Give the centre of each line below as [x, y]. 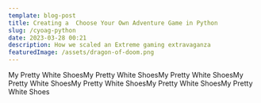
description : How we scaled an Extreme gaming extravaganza [110, 45]
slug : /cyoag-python [42, 30]
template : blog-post [42, 15]
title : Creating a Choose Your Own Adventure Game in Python [113, 23]
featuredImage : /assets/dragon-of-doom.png [81, 52]
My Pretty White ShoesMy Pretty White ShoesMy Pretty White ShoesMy [126, 75]
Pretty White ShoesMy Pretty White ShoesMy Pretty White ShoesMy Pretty [130, 83]
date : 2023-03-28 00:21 [48, 38]
